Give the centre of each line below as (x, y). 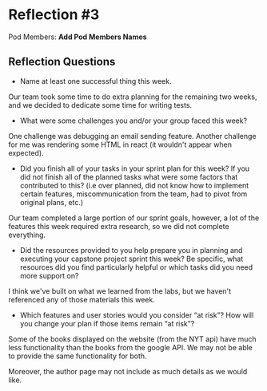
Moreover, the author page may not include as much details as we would (128, 371)
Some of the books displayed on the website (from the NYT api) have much (133, 339)
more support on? (49, 275)
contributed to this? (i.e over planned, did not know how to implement (134, 185)
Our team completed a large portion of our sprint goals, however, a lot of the (134, 218)
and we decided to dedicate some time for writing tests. (100, 105)
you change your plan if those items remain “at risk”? (107, 323)
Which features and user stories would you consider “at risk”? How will (137, 315)
